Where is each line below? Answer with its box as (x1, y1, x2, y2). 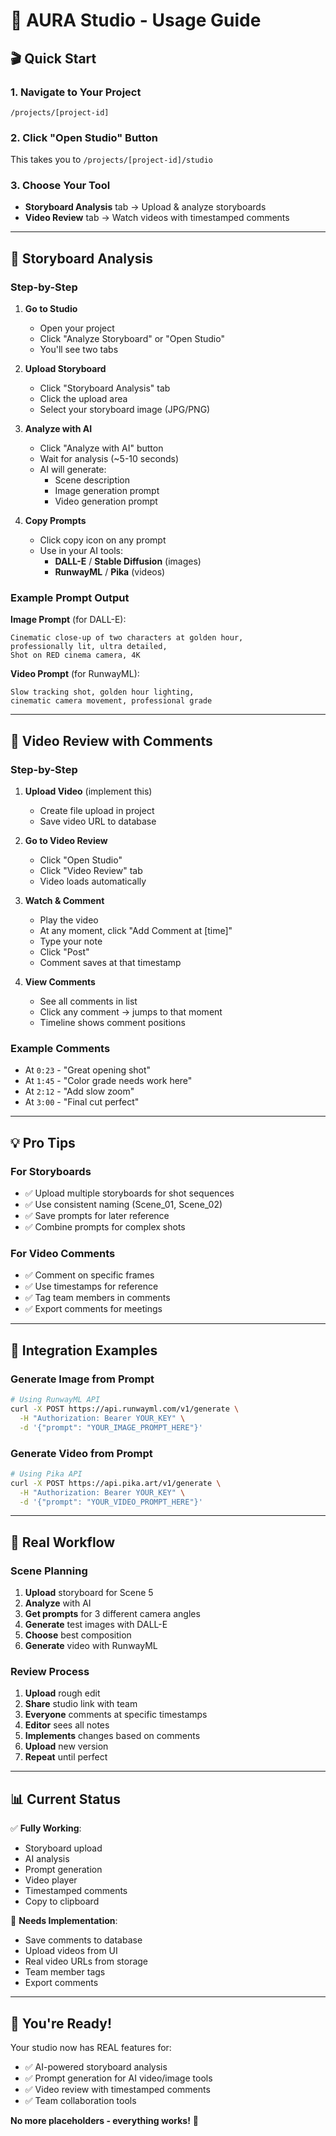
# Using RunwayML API (10, 1395, 101, 1405)
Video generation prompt (54, 495, 158, 508)
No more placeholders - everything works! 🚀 (10, 2115, 199, 2127)
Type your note (39, 935, 103, 948)
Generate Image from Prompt (10, 1372, 155, 1386)
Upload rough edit (24, 1687, 101, 1699)
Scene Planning (10, 1564, 88, 1578)
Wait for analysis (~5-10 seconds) (39, 453, 180, 465)
